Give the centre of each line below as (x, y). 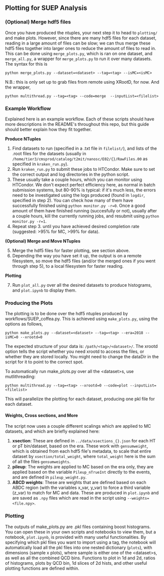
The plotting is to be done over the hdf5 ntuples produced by (67, 314)
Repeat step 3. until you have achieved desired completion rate (76, 226)
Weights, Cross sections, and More (42, 415)
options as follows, (24, 324)
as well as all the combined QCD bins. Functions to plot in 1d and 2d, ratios (80, 558)
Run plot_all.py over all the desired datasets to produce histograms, (82, 285)
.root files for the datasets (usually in (49, 153)
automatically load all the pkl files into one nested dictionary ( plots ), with (79, 547)
